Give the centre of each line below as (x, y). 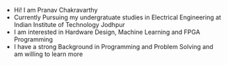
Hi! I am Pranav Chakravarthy (56, 10)
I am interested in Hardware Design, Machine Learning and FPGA (107, 32)
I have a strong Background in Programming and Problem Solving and (113, 47)
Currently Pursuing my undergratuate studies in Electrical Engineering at (117, 17)
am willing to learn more (48, 54)
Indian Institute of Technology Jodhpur (69, 25)
